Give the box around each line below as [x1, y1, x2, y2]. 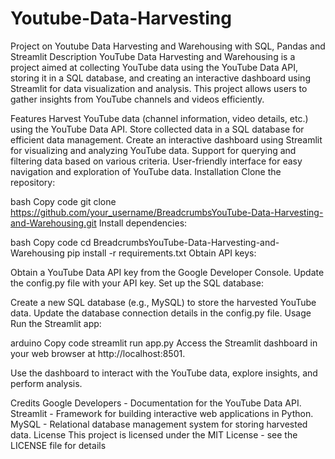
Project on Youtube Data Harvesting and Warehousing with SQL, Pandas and [10, 40, 326, 52]
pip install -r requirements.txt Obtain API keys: [66, 247, 257, 259]
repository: [10, 176, 56, 188]
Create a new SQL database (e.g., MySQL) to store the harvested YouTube [10, 296, 317, 308]
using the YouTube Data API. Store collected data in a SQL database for [10, 123, 305, 135]
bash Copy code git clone [10, 195, 117, 207]
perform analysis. [10, 377, 83, 389]
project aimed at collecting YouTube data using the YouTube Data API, [10, 61, 298, 73]
